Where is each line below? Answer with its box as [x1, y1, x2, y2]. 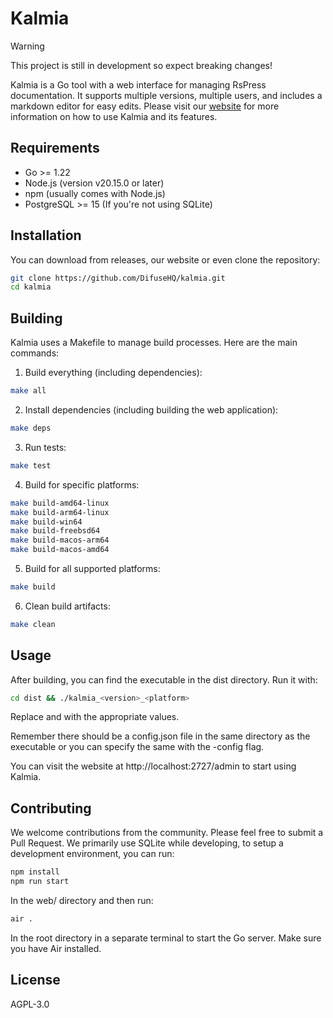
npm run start [10, 877, 70, 887]
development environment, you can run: [10, 848, 175, 860]
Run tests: [24, 441, 67, 453]
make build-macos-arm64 [10, 535, 110, 546]
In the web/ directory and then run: [10, 895, 154, 906]
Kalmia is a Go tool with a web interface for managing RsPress [10, 78, 267, 91]
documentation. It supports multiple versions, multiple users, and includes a [10, 89, 323, 101]
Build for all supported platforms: [24, 563, 161, 574]
